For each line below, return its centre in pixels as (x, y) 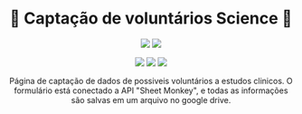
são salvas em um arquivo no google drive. (151, 100)
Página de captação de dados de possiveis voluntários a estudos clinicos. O (151, 81)
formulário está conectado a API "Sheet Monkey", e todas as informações (151, 90)
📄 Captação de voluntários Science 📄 (151, 19)
